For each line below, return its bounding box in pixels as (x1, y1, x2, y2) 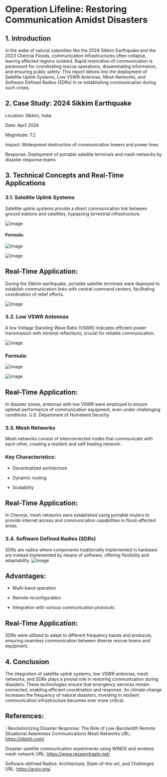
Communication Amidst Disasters (5, 14, 148, 26)
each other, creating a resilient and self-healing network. (5, 441, 122, 447)
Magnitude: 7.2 (5, 132, 36, 138)
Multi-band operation (12, 585, 56, 591)
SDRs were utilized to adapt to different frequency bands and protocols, (5, 632, 153, 638)
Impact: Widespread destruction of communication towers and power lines (5, 141, 159, 147)
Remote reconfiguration (12, 595, 61, 601)
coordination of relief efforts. (5, 291, 64, 297)
